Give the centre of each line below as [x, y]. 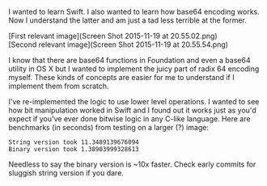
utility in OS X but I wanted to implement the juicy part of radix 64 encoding [134, 69]
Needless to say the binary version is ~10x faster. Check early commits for [132, 164]
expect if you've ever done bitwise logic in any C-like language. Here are [129, 119]
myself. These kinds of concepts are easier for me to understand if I [121, 77]
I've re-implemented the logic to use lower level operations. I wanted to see [134, 101]
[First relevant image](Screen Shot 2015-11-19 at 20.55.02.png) [113, 36]
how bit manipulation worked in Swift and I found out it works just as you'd [132, 110]
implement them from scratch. [59, 86]
